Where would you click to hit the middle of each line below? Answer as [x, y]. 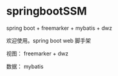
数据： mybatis [25, 66]
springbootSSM [47, 11]
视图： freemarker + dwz [37, 54]
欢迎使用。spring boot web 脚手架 [49, 40]
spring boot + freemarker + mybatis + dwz [59, 28]
